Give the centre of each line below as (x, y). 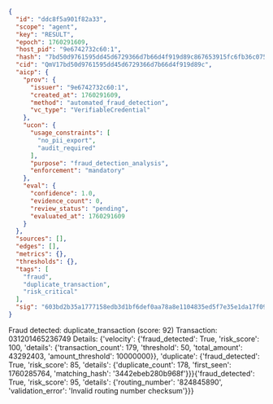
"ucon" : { (40, 125)
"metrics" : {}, (41, 254)
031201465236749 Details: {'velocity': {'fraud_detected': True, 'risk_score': (134, 339)
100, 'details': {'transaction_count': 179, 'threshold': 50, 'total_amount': (126, 347)
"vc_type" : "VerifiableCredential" (90, 110)
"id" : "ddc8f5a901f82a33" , (61, 19)
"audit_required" (67, 148)
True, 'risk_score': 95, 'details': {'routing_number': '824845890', (116, 382)
